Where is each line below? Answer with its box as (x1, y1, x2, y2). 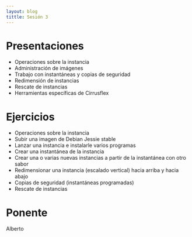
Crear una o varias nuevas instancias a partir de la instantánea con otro (14, 154, 187, 162)
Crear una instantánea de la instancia (14, 148, 104, 155)
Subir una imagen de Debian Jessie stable (14, 136, 116, 143)
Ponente (6, 206, 48, 219)
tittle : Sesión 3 (6, 14, 48, 20)
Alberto (6, 225, 25, 232)
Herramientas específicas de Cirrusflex (14, 90, 109, 97)
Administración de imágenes (14, 65, 83, 72)
